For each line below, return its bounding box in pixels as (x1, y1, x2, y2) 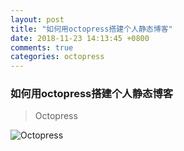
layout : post (10, 14, 65, 25)
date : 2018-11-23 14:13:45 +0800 (10, 33, 150, 43)
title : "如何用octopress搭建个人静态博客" (10, 24, 173, 34)
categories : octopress (10, 52, 105, 62)
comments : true (10, 42, 74, 53)
